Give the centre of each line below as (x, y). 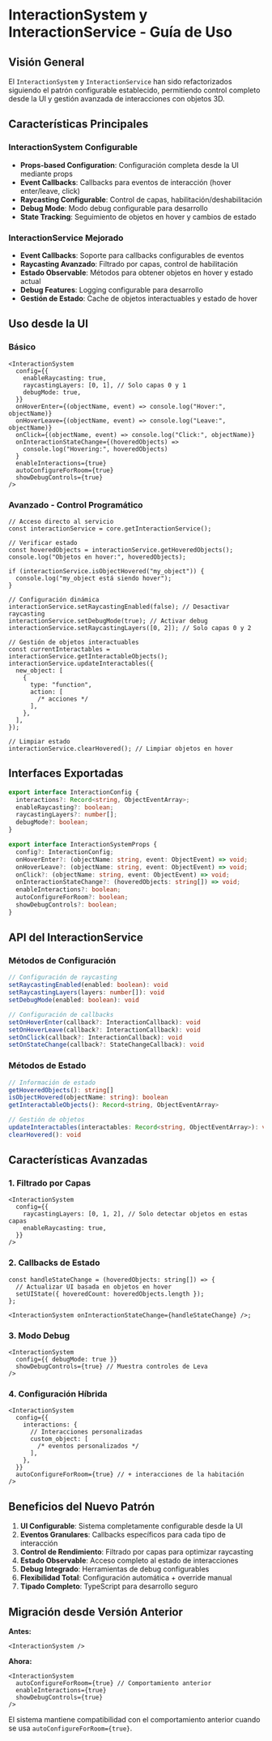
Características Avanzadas (78, 1160)
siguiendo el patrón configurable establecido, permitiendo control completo (134, 90)
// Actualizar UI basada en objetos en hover (94, 1287)
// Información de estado (52, 1083)
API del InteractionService (76, 938)
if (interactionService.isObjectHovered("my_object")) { (106, 571)
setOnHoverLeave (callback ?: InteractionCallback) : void (104, 1030)
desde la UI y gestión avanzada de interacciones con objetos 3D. (117, 99)
